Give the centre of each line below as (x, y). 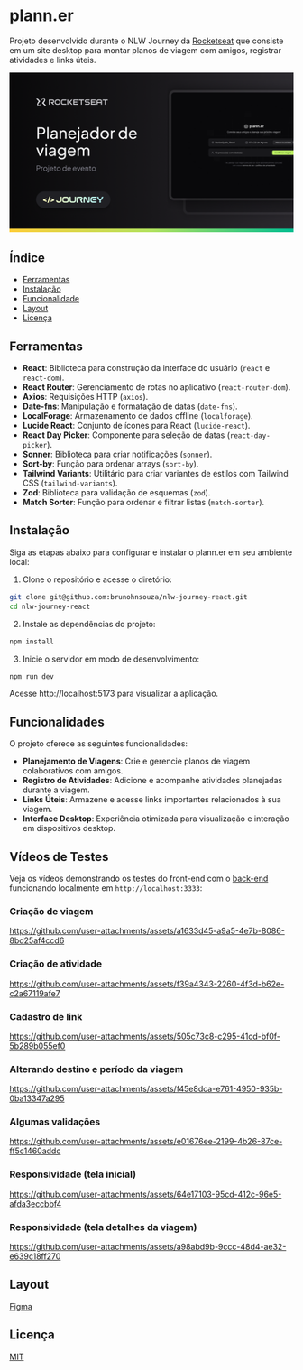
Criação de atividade (55, 964)
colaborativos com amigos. (73, 771)
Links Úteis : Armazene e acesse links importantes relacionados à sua (151, 800)
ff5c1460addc (35, 1151)
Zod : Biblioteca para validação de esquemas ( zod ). (116, 493)
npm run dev (32, 676)
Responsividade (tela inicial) (73, 1174)
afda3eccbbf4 (36, 1203)
